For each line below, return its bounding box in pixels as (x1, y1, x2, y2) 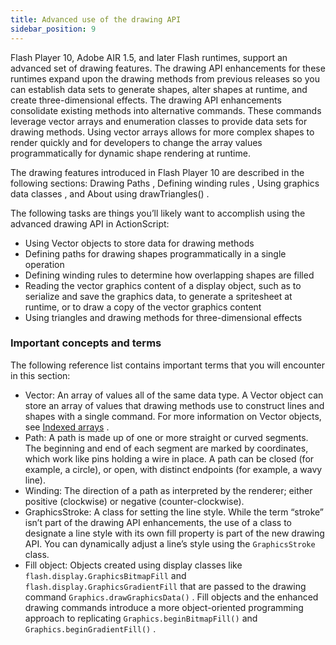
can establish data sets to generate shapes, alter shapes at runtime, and (10, 83, 308, 95)
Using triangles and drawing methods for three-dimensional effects (24, 311, 303, 323)
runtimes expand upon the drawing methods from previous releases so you (10, 72, 320, 85)
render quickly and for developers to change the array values (10, 136, 263, 148)
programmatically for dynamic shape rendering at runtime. (10, 147, 251, 159)
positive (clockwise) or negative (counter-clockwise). (24, 495, 245, 507)
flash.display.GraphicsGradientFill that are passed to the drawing (24, 580, 307, 592)
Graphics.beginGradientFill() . (24, 622, 157, 635)
